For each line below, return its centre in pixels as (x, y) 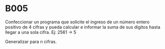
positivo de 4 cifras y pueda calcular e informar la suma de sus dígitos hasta (83, 27)
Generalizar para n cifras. (31, 41)
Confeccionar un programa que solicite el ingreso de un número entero (77, 22)
